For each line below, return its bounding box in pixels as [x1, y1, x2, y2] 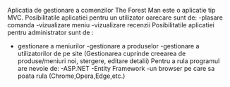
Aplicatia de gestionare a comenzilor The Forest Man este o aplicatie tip [7, 6, 216, 14]
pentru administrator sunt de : [7, 28, 94, 36]
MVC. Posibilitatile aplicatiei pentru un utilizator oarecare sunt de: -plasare [7, 13, 224, 22]
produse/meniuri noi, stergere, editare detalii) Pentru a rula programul [17, 57, 220, 65]
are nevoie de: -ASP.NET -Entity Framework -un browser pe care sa [17, 65, 215, 72]
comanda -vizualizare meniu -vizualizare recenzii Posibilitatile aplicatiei [7, 21, 215, 29]
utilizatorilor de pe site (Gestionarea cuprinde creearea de [17, 49, 186, 58]
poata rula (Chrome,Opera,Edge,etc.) [17, 72, 126, 80]
